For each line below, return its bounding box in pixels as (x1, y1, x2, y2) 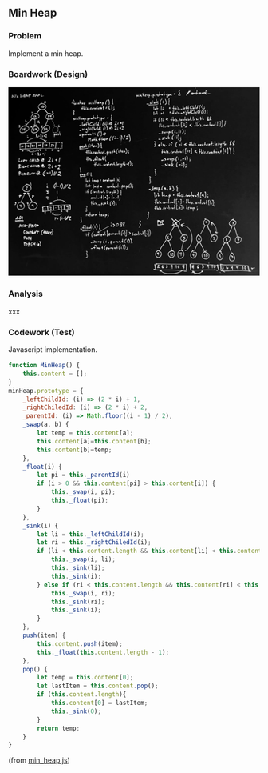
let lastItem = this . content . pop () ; (37, 682, 159, 691)
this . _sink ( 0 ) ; (50, 707, 102, 715)
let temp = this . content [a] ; (37, 429, 134, 437)
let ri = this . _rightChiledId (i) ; (37, 539, 152, 547)
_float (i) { (22, 463, 62, 471)
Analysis (8, 288, 44, 299)
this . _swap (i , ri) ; (50, 589, 116, 597)
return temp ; (37, 724, 81, 732)
